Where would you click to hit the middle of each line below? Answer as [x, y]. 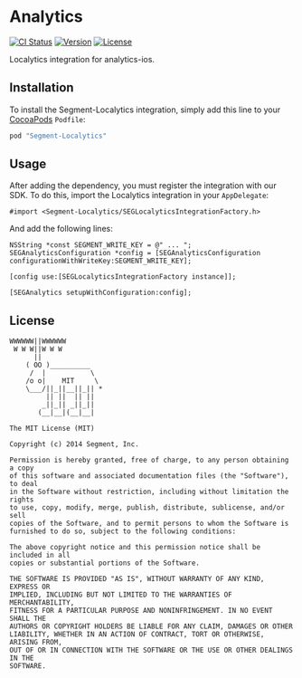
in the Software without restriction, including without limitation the [149, 492]
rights [22, 500]
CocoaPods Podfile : [47, 119]
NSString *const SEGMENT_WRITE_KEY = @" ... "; [101, 245]
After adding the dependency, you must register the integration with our [143, 186]
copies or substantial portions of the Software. [105, 563]
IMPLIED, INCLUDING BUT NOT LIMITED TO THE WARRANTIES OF [121, 595]
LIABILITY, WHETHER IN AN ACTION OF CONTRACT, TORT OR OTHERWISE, [137, 635]
